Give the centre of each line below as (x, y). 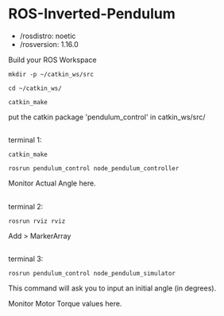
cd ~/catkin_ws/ (35, 88)
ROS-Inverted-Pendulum (92, 14)
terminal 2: (26, 206)
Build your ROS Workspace (52, 60)
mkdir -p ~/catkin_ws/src (51, 74)
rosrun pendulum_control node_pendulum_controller (94, 169)
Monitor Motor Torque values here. (65, 304)
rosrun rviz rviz (37, 221)
